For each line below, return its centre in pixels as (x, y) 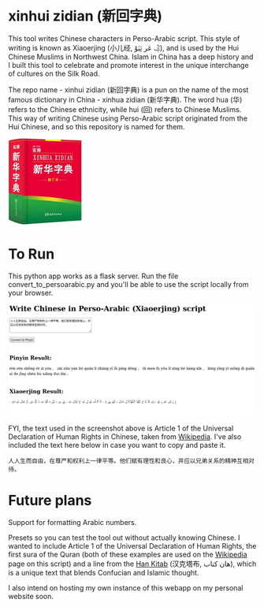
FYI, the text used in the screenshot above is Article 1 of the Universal (121, 428)
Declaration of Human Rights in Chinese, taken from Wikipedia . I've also (125, 436)
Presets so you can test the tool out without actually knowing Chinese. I (124, 538)
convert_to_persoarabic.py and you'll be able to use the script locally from (128, 284)
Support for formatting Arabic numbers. (73, 522)
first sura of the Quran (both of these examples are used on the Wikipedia (128, 554)
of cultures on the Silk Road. (54, 73)
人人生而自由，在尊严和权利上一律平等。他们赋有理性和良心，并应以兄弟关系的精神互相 (128, 461)
